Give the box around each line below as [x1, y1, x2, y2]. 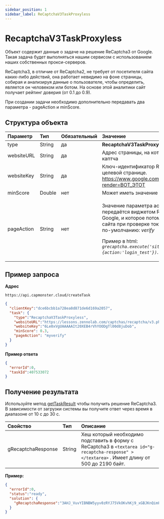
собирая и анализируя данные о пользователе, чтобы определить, [5, 79, 145, 85]
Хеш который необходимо [81, 431, 144, 438]
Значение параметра [102, 203, 153, 209]
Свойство [7, 423, 32, 429]
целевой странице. [102, 169, 147, 176]
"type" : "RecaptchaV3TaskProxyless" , [14, 315, 89, 320]
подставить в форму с [81, 437, 134, 444]
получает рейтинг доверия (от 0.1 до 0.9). [5, 90, 92, 95]
